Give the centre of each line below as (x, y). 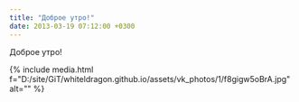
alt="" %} (27, 88)
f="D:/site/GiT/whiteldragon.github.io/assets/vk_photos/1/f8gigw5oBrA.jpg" (150, 79)
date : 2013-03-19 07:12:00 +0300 (72, 26)
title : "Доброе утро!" (52, 18)
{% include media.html (51, 70)
